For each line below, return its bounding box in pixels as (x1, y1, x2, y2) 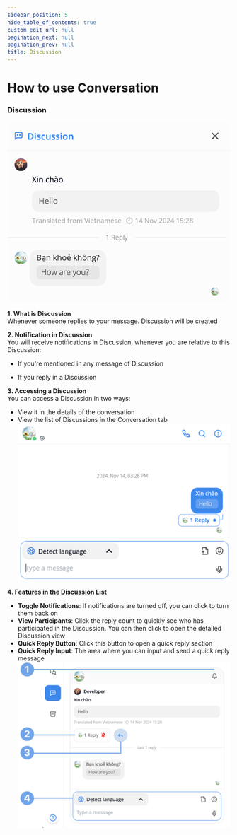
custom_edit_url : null (7, 26, 74, 33)
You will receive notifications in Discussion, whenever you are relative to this (7, 338, 230, 346)
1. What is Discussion (7, 310, 71, 317)
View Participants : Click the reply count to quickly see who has (17, 616, 204, 625)
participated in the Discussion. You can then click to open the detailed (17, 624, 222, 632)
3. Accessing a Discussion (7, 387, 87, 395)
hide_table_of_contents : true (7, 18, 97, 26)
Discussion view (17, 631, 66, 640)
